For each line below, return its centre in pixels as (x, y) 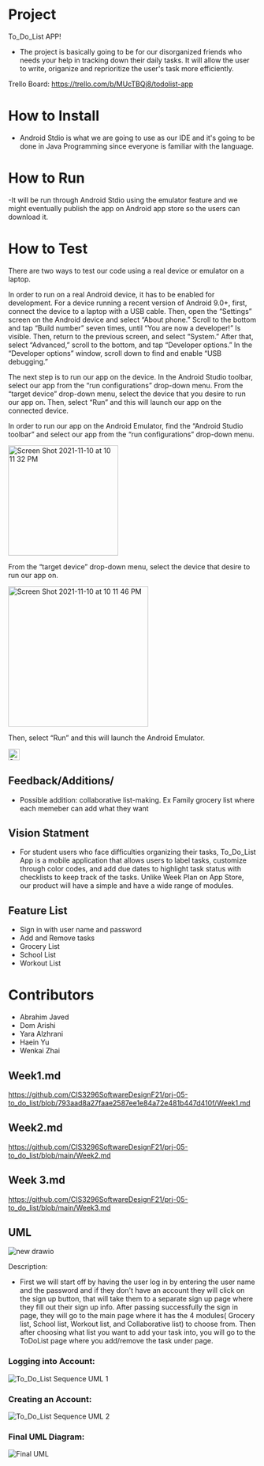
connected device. (39, 410)
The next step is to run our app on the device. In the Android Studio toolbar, (131, 376)
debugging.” (28, 361)
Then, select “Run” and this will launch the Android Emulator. (106, 738)
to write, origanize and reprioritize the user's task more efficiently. (126, 68)
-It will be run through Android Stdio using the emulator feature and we (123, 200)
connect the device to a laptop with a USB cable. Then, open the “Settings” (130, 311)
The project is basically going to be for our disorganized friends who (131, 51)
